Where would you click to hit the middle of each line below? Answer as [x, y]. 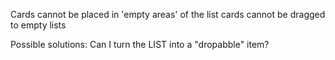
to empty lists [38, 25]
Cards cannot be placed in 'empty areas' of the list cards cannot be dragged [168, 14]
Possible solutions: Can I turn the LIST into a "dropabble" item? [140, 44]
